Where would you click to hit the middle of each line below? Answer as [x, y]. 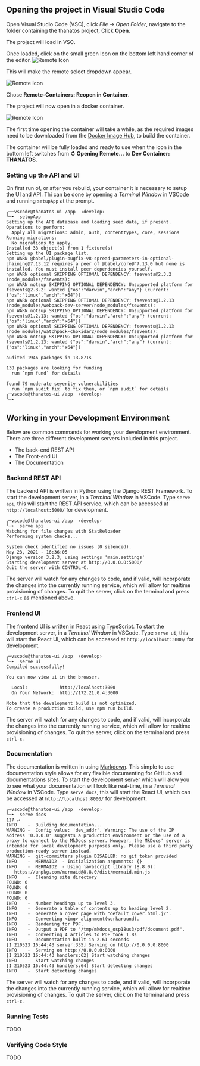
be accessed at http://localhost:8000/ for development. [77, 798]
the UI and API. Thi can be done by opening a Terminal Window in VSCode [98, 195]
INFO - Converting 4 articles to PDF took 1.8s [71, 934]
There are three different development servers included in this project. [92, 438]
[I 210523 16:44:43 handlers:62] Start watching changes [78, 955]
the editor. [19, 60]
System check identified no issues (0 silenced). [69, 547]
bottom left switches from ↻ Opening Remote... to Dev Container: [88, 153]
